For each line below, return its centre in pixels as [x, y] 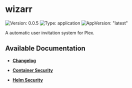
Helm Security [28, 80]
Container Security [33, 70]
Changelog [24, 60]
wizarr [19, 9]
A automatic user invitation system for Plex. [50, 32]
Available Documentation [45, 48]
